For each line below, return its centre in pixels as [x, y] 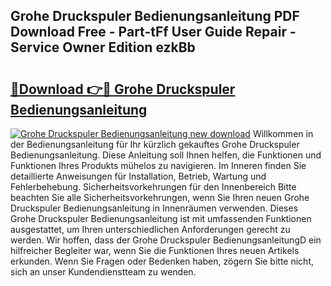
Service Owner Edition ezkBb [103, 47]
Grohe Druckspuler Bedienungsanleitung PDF [155, 16]
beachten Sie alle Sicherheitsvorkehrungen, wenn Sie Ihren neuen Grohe [160, 197]
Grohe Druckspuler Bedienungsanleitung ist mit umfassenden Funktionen [161, 218]
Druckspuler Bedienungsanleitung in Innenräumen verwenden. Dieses [154, 208]
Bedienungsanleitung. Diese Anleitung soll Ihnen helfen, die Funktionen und [166, 155]
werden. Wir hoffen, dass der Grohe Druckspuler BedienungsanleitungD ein [166, 240]
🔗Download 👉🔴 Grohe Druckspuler [123, 89]
